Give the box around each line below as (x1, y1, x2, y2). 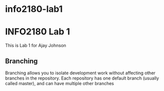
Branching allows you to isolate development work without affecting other (5, 70, 156, 76)
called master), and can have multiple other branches (5, 80, 114, 86)
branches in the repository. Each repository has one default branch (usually (5, 75, 160, 81)
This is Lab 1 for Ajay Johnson (5, 43, 66, 48)
